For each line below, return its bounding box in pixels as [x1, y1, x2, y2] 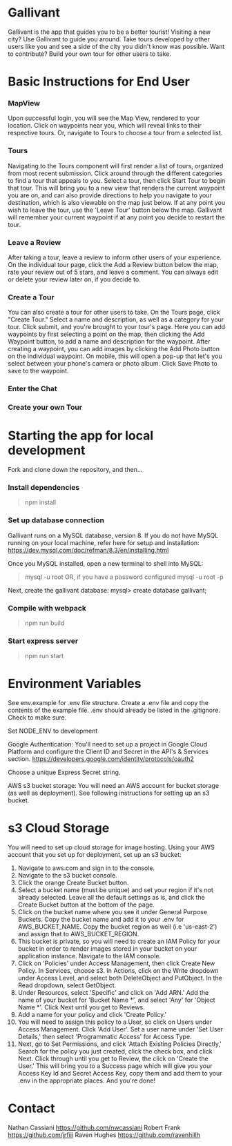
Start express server [8, 636, 79, 646]
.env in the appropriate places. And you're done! [17, 1076, 156, 1085]
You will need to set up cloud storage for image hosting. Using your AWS [8, 843, 215, 851]
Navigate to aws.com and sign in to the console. [17, 864, 155, 872]
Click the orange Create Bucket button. [17, 878, 129, 887]
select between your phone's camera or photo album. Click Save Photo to [8, 359, 217, 368]
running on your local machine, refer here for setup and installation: [8, 538, 200, 546]
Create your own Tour [8, 402, 82, 412]
